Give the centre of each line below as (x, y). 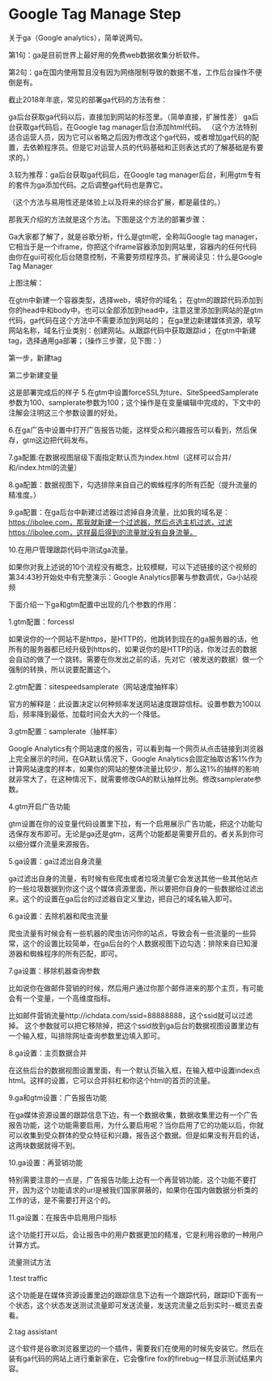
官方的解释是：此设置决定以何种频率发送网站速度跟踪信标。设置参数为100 (132, 704)
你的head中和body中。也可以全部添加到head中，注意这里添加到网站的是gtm (136, 310)
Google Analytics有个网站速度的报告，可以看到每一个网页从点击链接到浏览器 (136, 749)
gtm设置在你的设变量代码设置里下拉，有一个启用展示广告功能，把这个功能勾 (136, 823)
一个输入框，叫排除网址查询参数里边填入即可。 (86, 1035)
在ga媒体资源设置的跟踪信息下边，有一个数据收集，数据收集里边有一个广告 (133, 1115)
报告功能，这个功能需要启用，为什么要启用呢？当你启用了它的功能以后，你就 (136, 1124)
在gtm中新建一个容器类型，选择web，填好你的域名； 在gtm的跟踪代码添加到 (136, 300)
